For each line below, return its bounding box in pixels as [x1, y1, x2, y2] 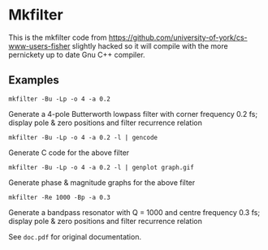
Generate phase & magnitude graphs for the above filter [8, 177, 196, 187]
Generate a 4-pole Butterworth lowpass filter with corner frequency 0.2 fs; [8, 109, 258, 119]
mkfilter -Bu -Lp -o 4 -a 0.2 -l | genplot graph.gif [8, 163, 195, 171]
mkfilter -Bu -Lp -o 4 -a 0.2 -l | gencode [8, 133, 158, 141]
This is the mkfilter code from [8, 32, 107, 42]
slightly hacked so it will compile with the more [71, 41, 229, 50]
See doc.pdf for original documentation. [8, 231, 142, 241]
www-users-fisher [8, 41, 71, 50]
